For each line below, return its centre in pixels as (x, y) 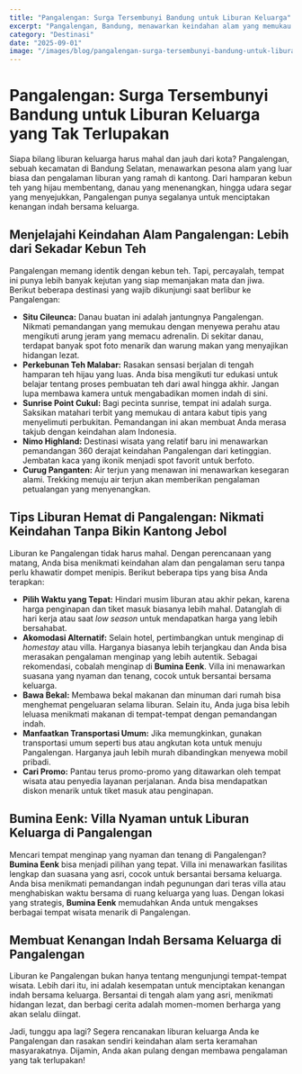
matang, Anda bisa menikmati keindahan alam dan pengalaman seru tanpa (147, 563)
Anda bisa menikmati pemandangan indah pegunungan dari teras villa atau (147, 883)
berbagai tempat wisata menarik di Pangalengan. (100, 912)
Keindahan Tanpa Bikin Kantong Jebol (118, 532)
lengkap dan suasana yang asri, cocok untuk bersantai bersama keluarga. (146, 873)
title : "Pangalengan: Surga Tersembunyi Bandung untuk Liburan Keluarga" (151, 18)
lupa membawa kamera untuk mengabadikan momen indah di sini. (145, 393)
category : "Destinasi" (52, 34)
